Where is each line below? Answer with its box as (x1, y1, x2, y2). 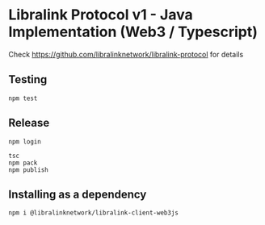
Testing (8, 73, 48, 86)
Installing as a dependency (8, 187, 147, 201)
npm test (8, 94, 38, 102)
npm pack (8, 159, 38, 167)
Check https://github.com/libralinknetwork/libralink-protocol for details (8, 49, 244, 59)
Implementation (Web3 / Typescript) (8, 23, 259, 41)
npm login (8, 137, 42, 146)
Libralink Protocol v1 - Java (8, 6, 194, 24)
